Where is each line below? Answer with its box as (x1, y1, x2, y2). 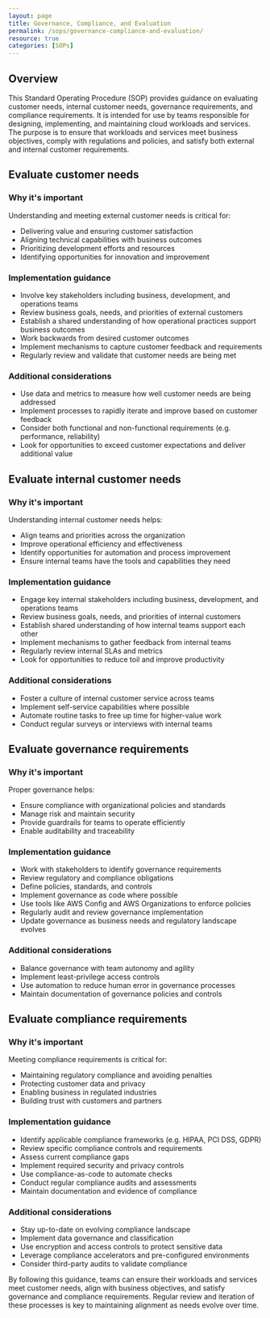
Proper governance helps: (8, 785, 95, 795)
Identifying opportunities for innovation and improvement (19, 252, 210, 262)
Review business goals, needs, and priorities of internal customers (19, 612, 242, 621)
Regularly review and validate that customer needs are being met (19, 350, 236, 360)
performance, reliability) (19, 432, 101, 441)
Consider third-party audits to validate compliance (19, 1259, 188, 1269)
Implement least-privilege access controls (19, 972, 160, 981)
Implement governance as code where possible (19, 890, 179, 900)
